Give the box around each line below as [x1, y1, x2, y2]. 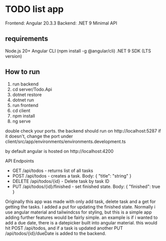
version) [5, 53, 22, 59]
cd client [12, 107, 31, 113]
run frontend [12, 102, 38, 108]
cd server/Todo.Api [12, 86, 52, 92]
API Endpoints [5, 157, 34, 163]
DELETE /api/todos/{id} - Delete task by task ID [12, 178, 110, 184]
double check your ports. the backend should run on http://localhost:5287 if [5, 127, 161, 133]
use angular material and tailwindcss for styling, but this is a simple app [5, 209, 152, 215]
